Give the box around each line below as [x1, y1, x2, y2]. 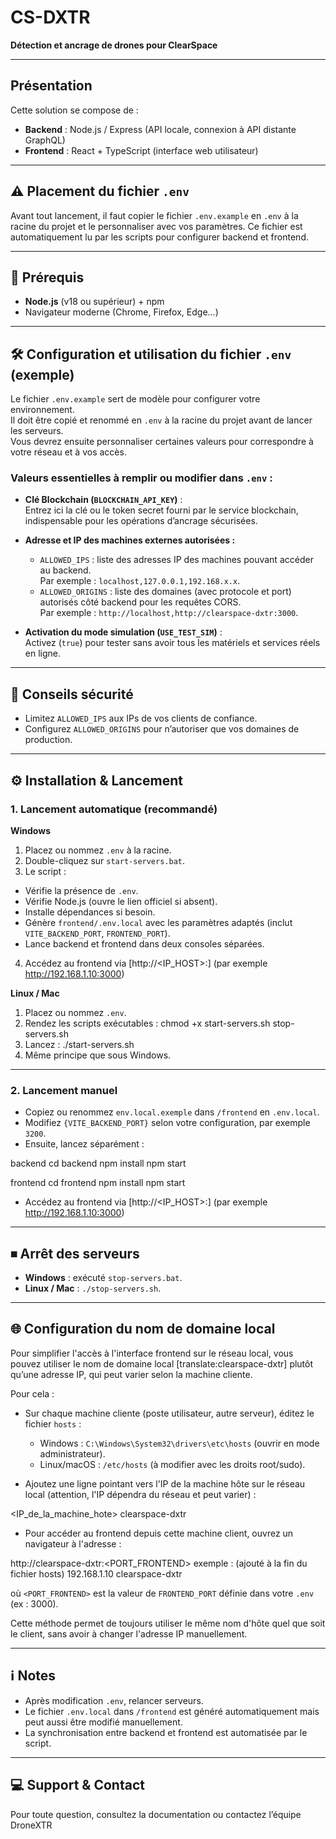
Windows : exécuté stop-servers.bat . [24, 1272, 183, 1284]
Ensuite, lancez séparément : [24, 1138, 145, 1150]
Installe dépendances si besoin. [24, 906, 156, 918]
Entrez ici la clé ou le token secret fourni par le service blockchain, [24, 504, 299, 516]
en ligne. [24, 647, 62, 660]
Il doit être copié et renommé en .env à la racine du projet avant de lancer [10, 414, 313, 426]
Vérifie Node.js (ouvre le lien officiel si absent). [24, 895, 218, 907]
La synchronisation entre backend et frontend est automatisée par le [24, 1726, 308, 1738]
